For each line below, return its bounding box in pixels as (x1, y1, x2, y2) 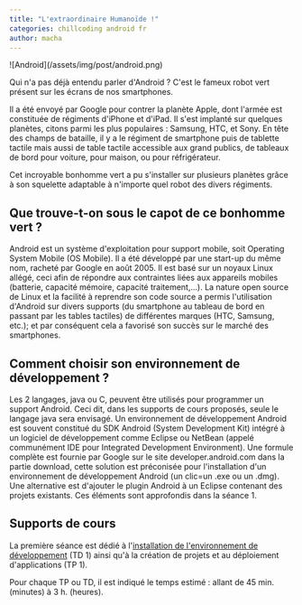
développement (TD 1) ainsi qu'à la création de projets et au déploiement (9, 549, 279, 560)
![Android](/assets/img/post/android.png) (9, 60, 163, 70)
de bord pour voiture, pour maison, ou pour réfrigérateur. (9, 152, 221, 163)
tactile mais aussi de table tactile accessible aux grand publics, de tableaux (9, 143, 289, 154)
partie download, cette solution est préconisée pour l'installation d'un (9, 461, 267, 471)
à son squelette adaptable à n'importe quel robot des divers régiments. (9, 179, 273, 190)
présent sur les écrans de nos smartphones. (9, 87, 174, 98)
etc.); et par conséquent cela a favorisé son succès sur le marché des (9, 321, 269, 331)
